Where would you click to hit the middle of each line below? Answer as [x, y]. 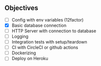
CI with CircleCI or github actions [45, 47]
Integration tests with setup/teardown [49, 42]
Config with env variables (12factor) [48, 20]
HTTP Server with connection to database [54, 31]
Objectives [21, 8]
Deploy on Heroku [30, 59]
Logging [20, 36]
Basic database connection [39, 25]
